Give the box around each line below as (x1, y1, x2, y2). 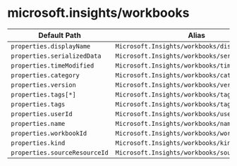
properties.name (11, 120, 66, 127)
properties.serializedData (11, 51, 102, 60)
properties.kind (11, 139, 66, 147)
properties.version (11, 81, 76, 89)
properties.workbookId (11, 129, 87, 137)
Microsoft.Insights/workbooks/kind (115, 139, 235, 147)
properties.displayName (11, 42, 91, 50)
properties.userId (11, 110, 73, 117)
